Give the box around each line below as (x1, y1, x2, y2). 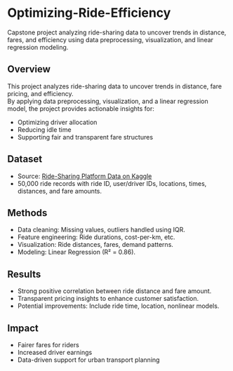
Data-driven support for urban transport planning (17, 356, 160, 364)
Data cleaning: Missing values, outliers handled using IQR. (17, 226, 186, 234)
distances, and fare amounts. (17, 187, 102, 195)
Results (7, 268, 41, 280)
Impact (7, 322, 39, 334)
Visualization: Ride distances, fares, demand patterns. (17, 241, 174, 249)
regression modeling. (7, 43, 69, 51)
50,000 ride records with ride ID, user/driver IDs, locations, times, (17, 179, 207, 187)
